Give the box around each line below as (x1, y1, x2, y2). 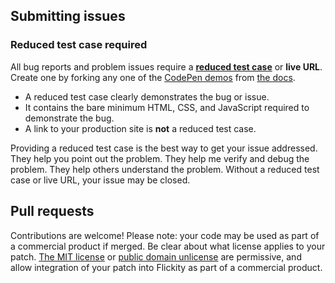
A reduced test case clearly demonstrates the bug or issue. (24, 90, 270, 103)
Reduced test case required (10, 38, 148, 52)
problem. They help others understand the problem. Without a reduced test (10, 163, 320, 175)
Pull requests (10, 203, 95, 220)
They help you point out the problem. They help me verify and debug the (10, 152, 310, 164)
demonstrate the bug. (24, 112, 115, 124)
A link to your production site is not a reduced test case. (24, 122, 257, 134)
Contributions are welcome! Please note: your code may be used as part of (10, 229, 320, 241)
